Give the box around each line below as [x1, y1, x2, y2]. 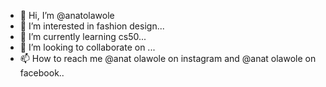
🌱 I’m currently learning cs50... [19, 31, 147, 42]
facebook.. [19, 67, 65, 79]
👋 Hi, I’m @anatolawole [19, 10, 115, 21]
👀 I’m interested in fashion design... [19, 20, 165, 32]
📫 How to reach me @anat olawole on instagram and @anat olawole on [19, 53, 317, 64]
